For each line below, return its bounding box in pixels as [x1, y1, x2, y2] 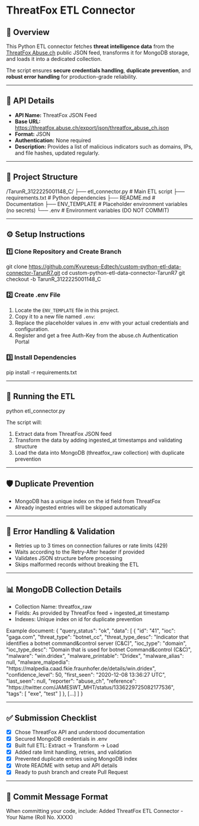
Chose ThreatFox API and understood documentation [14, 728, 145, 735]
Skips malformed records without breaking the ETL [14, 561, 139, 568]
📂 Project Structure [6, 172, 78, 182]
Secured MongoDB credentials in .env [14, 735, 108, 743]
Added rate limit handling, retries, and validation [14, 748, 132, 756]
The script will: [6, 419, 43, 426]
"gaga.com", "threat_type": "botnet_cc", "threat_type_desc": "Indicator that [6, 634, 189, 641]
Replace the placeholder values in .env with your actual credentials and [14, 319, 189, 326]
